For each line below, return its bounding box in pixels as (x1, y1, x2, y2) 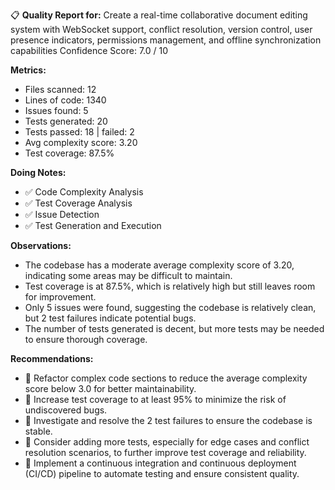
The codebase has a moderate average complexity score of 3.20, (24, 259, 295, 271)
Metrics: (10, 64, 47, 76)
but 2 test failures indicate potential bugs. (24, 312, 197, 324)
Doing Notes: (10, 167, 67, 178)
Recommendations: (10, 353, 94, 364)
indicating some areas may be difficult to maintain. (24, 270, 233, 281)
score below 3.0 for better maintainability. (24, 383, 197, 394)
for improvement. (24, 291, 97, 303)
